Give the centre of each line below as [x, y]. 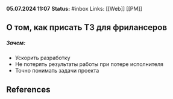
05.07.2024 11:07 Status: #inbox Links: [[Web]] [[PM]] [74, 9]
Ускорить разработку [42, 58]
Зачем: [16, 43]
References [28, 89]
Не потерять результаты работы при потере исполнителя [89, 64]
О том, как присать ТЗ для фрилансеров [87, 27]
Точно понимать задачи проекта [57, 71]
